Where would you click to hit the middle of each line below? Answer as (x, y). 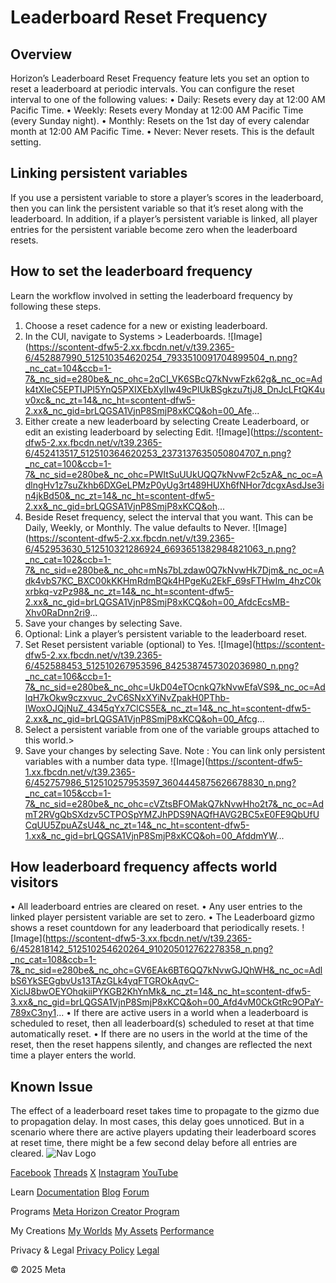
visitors (34, 882)
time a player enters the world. (73, 1055)
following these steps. (56, 306)
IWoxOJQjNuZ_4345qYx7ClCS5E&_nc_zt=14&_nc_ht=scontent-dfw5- (168, 708)
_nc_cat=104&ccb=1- (68, 368)
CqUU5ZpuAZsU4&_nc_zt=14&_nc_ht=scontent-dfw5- (137, 825)
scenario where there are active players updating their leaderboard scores (163, 1132)
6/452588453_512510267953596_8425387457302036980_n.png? (162, 665)
